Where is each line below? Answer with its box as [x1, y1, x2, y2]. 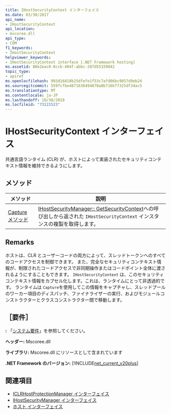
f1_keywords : [5, 45, 33, 50]
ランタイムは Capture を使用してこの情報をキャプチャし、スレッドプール [15, 284, 166, 290]
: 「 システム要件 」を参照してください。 [5, 327, 88, 334]
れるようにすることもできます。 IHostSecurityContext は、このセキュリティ [5, 271, 164, 278]
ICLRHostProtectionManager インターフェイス [12, 391, 109, 397]
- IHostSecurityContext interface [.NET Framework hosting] [5, 60, 136, 65]
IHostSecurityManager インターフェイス [12, 397, 97, 403]
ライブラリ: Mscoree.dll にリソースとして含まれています [5, 349, 123, 355]
